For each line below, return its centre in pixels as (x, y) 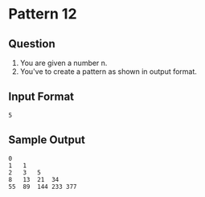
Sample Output (47, 140)
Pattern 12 (43, 14)
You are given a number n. (64, 63)
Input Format (41, 97)
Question (32, 44)
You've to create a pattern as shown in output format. (108, 72)
